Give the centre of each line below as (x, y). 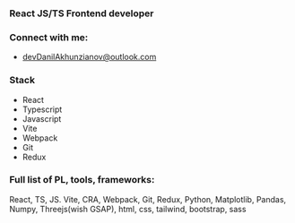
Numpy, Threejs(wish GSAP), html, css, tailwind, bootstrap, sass (128, 209)
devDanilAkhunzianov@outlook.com (89, 57)
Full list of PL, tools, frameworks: (82, 180)
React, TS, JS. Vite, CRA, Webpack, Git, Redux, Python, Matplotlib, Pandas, (148, 199)
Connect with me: (49, 37)
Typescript (42, 109)
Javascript (42, 118)
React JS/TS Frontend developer (82, 13)
